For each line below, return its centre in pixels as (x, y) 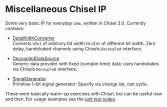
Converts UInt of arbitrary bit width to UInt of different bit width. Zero (84, 43)
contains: (15, 28)
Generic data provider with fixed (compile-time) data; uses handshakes (86, 63)
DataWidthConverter (33, 38)
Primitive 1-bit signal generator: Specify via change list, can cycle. (80, 84)
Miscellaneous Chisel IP (56, 9)
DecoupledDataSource (36, 58)
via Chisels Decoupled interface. (45, 69)
